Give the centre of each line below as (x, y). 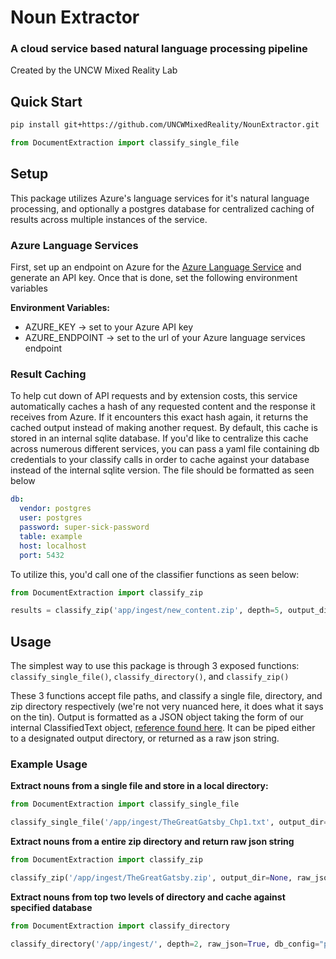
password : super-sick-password (84, 527)
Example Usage (49, 764)
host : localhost (53, 546)
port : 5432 (42, 555)
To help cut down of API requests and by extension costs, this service (154, 396)
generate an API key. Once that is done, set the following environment (154, 278)
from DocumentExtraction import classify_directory (120, 926)
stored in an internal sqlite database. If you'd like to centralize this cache (159, 438)
